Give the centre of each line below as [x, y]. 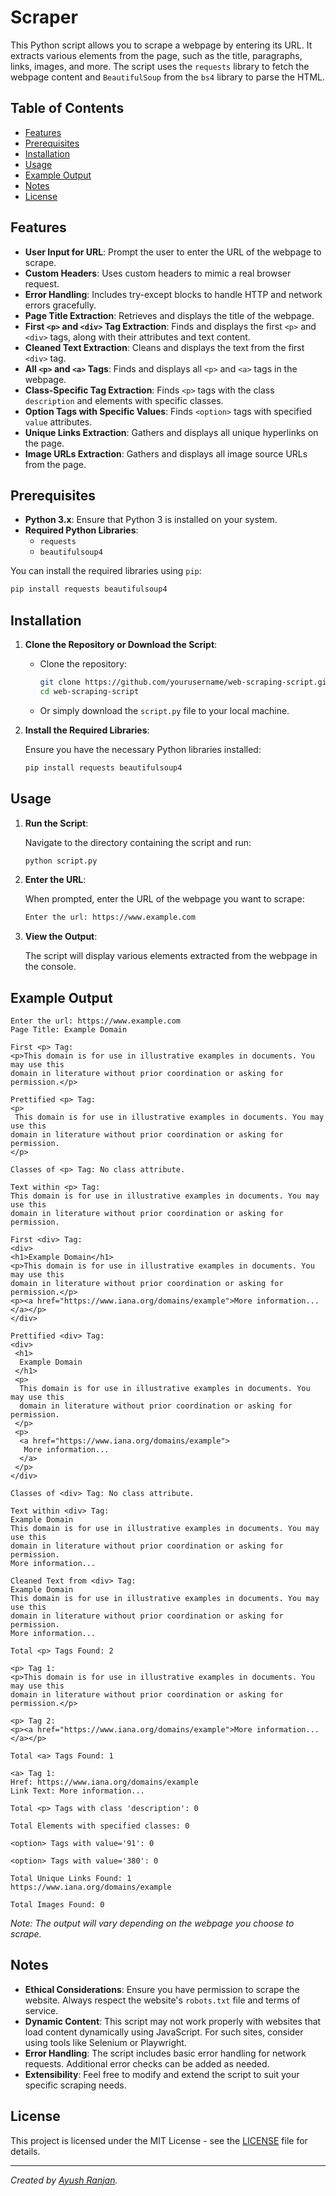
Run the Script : [56, 823]
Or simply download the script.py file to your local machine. [164, 710]
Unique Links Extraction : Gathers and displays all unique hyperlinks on [171, 432]
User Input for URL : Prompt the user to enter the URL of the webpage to [173, 252]
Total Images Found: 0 [57, 1905]
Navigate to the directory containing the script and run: [138, 842]
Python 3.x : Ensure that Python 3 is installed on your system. [151, 520]
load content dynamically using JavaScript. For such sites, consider [164, 2032]
